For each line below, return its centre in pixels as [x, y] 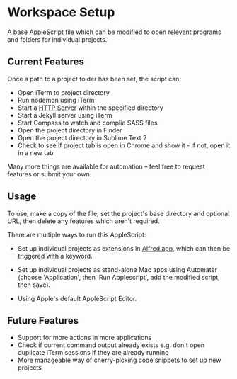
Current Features [46, 62]
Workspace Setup [61, 12]
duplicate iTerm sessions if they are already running [93, 353]
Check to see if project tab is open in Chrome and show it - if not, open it [124, 145]
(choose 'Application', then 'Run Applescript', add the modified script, [119, 277]
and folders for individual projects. [57, 39]
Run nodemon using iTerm [56, 100]
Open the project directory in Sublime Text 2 [82, 137]
